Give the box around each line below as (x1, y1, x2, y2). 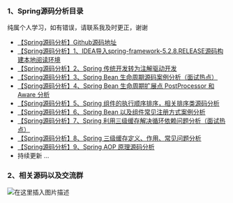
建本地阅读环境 (17, 56, 61, 64)
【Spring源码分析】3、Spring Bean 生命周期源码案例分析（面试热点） (17, 73, 218, 82)
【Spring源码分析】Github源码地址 (17, 38, 117, 47)
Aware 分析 (17, 91, 50, 99)
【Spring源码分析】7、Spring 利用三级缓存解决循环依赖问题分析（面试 (17, 116, 220, 125)
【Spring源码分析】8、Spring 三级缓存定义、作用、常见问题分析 (17, 134, 202, 142)
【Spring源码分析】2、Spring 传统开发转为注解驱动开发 (17, 64, 177, 73)
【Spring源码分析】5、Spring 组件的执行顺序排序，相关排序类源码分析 (17, 99, 220, 107)
